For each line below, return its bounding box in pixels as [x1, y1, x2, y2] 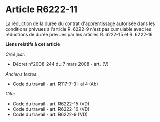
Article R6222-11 [5, 4, 78, 15]
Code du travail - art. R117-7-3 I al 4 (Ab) [12, 81, 98, 87]
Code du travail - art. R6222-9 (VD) [12, 111, 88, 117]
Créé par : [5, 51, 26, 57]
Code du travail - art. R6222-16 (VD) [12, 106, 90, 112]
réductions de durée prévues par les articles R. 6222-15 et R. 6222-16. [5, 31, 154, 37]
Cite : [5, 90, 15, 96]
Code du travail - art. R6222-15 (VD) [12, 101, 90, 107]
